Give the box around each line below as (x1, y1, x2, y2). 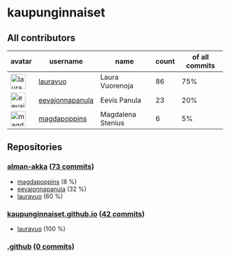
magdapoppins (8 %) (16, 177, 77, 185)
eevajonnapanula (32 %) (16, 185, 87, 193)
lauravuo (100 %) (16, 224, 66, 233)
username (49, 57, 84, 66)
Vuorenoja (100, 81, 133, 90)
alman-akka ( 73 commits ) (7, 162, 94, 172)
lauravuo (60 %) (16, 192, 64, 200)
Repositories (7, 142, 63, 153)
